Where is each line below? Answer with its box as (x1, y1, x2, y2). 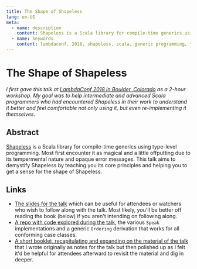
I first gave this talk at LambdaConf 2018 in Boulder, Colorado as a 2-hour (6, 85, 186, 92)
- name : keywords (11, 36, 54, 42)
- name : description (11, 25, 62, 31)
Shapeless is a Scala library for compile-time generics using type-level (6, 143, 177, 150)
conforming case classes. (14, 232, 77, 239)
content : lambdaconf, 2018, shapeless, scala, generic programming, (16, 42, 188, 47)
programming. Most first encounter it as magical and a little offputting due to (6, 149, 191, 156)
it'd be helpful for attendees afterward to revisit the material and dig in (14, 250, 184, 257)
